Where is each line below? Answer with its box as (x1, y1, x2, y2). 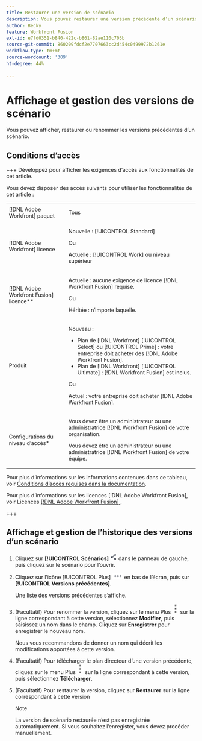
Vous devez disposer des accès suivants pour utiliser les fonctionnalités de (6, 184, 192, 192)
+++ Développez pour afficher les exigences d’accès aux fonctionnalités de (6, 166, 194, 174)
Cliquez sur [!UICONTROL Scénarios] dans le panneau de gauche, (14, 555, 189, 562)
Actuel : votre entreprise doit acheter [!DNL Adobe (68, 392, 193, 399)
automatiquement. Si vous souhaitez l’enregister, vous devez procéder (14, 723, 189, 730)
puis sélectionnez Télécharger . (14, 675, 93, 683)
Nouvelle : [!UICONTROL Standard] (68, 228, 155, 235)
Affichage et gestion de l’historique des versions (6, 527, 193, 537)
